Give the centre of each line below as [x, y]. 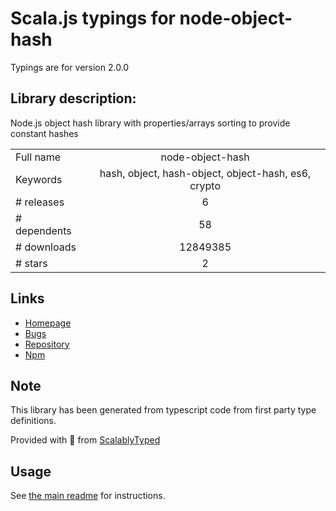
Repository [47, 344]
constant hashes [44, 133]
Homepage [48, 323]
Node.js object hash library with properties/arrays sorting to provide [150, 123]
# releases [40, 202]
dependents [43, 230]
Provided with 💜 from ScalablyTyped [85, 440]
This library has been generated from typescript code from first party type [163, 410]
